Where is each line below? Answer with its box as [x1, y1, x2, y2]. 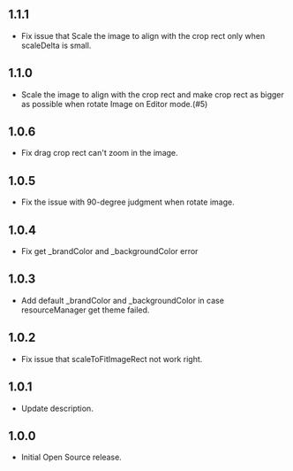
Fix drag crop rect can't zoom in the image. [20, 148, 178, 158]
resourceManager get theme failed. [20, 305, 150, 315]
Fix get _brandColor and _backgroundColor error [20, 246, 199, 257]
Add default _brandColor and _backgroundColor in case [20, 295, 224, 305]
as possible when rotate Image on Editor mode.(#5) [20, 98, 208, 109]
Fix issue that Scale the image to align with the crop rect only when [20, 30, 266, 41]
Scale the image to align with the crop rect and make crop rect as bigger [20, 89, 284, 100]
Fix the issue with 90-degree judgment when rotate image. [20, 197, 235, 207]
